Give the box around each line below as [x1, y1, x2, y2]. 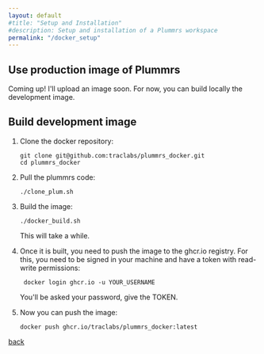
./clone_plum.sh [19, 188, 74, 196]
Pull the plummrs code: [19, 172, 96, 182]
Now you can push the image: [19, 307, 118, 317]
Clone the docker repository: [19, 136, 114, 146]
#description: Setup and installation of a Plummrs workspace [8, 26, 218, 34]
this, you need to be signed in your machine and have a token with [19, 254, 237, 264]
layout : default [8, 11, 62, 20]
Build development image [8, 116, 137, 129]
